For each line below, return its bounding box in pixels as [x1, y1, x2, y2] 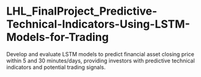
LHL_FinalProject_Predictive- [6, 4, 158, 18]
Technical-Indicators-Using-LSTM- [6, 17, 191, 31]
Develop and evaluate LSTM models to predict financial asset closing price [6, 50, 194, 57]
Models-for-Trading [6, 31, 109, 44]
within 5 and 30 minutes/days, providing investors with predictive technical [6, 57, 196, 64]
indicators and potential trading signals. [6, 63, 106, 71]
